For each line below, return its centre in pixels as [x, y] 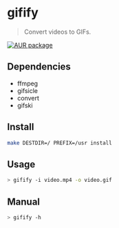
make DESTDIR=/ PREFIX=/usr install [60, 143]
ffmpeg [28, 83]
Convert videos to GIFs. [57, 32]
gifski [25, 105]
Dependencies [39, 67]
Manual [23, 201]
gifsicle [27, 90]
